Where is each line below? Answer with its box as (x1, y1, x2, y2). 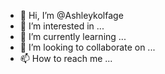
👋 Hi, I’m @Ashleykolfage (19, 10, 124, 21)
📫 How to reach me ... (19, 53, 113, 64)
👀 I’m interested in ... (19, 20, 105, 32)
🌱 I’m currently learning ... (19, 31, 127, 42)
